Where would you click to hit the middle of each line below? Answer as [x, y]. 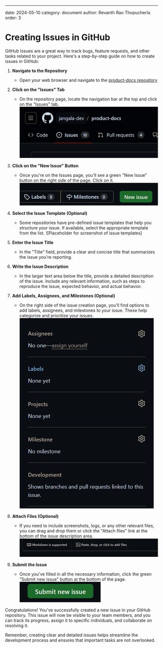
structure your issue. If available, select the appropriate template [84, 228]
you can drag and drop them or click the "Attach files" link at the [83, 531]
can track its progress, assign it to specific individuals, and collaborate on [79, 620]
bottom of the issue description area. [56, 536]
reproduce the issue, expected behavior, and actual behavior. [81, 286]
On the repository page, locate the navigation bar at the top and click [88, 99]
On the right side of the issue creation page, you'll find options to [84, 305]
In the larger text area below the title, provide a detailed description [86, 276]
